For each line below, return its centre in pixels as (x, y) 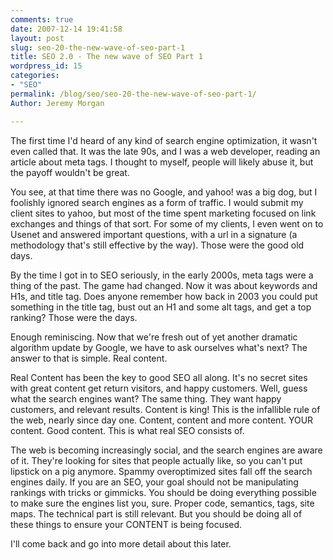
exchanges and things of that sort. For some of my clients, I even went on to (167, 223)
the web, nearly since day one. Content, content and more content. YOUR (162, 420)
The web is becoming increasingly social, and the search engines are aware (166, 450)
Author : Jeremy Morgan (57, 103)
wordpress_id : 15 (46, 66)
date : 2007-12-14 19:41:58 (66, 29)
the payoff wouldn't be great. (70, 172)
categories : (35, 76)
